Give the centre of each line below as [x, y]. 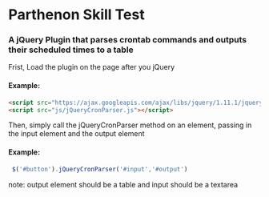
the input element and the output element [77, 134]
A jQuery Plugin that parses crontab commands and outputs [128, 40]
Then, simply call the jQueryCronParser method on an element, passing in [130, 125]
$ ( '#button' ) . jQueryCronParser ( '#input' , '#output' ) [100, 169]
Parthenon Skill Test [77, 15]
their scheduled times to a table [71, 50]
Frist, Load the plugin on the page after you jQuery [92, 67]
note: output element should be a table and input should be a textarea [123, 184]
